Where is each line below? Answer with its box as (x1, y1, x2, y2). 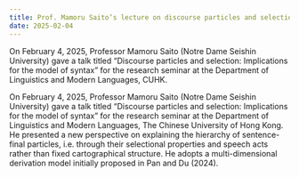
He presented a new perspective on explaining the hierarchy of (9, 129, 240, 140)
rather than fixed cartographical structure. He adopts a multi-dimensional (9, 148, 278, 158)
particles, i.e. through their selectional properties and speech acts (27, 139, 269, 149)
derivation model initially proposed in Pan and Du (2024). (9, 157, 219, 168)
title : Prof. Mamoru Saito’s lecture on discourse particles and (9, 12, 256, 22)
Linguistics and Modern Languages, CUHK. (9, 74, 168, 84)
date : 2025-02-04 (9, 21, 74, 30)
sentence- (241, 129, 280, 140)
